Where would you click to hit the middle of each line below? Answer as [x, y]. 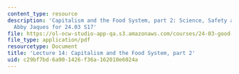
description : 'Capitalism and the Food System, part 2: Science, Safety [117, 20]
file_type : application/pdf [49, 40]
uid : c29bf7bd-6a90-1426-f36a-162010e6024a [73, 60]
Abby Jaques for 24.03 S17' [55, 27]
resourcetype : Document [43, 47]
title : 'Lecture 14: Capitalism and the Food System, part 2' [101, 54]
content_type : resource [43, 14]
